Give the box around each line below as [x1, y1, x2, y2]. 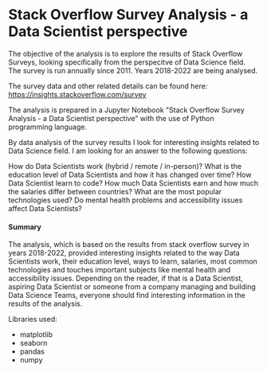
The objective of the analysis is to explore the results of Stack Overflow [8, 49, 243, 58]
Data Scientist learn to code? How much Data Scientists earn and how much [8, 178, 259, 188]
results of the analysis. [8, 299, 83, 308]
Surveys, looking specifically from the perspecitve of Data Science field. [8, 57, 245, 67]
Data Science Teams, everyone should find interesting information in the [8, 291, 245, 300]
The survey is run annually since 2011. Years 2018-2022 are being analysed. [8, 65, 258, 75]
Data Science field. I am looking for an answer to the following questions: [8, 146, 249, 155]
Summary [8, 221, 41, 232]
